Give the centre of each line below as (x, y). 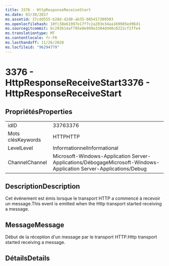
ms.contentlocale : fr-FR (31, 38)
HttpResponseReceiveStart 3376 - (77, 83)
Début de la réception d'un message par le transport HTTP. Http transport (81, 237)
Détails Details (28, 258)
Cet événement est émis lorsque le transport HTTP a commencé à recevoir (83, 198)
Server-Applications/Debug (114, 169)
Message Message (35, 225)
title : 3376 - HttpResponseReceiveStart (48, 10)
